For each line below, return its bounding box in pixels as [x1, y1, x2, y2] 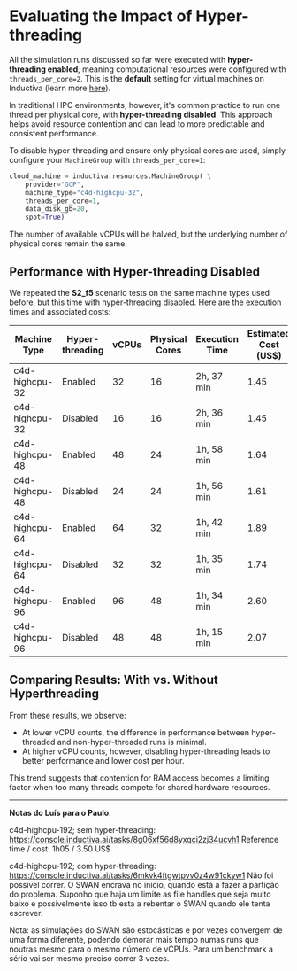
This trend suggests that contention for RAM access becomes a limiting [9, 773, 270, 783]
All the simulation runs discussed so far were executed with [9, 54, 226, 65]
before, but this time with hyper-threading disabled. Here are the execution [9, 297, 282, 307]
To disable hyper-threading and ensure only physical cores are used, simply [9, 144, 286, 156]
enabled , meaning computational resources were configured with [47, 64, 286, 74]
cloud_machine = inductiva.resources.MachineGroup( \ [9, 171, 212, 181]
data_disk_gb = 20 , [25, 205, 89, 214]
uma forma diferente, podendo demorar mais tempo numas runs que [9, 934, 259, 944]
